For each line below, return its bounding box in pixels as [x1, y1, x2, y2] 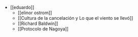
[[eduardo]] [10, 5, 34, 10]
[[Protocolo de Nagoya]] [17, 26, 68, 32]
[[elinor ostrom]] [17, 10, 52, 16]
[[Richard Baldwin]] [17, 20, 58, 26]
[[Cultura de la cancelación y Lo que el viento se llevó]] [17, 15, 133, 21]
